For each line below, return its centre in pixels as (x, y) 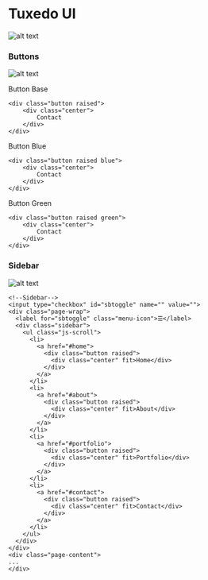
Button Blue (27, 146)
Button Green (30, 203)
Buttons (24, 56)
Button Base (28, 89)
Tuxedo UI (42, 14)
